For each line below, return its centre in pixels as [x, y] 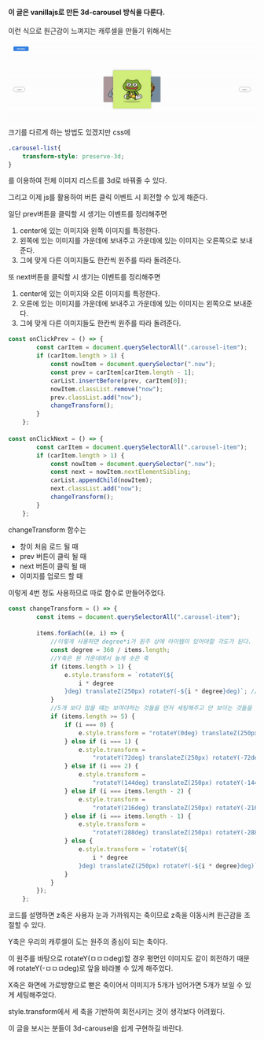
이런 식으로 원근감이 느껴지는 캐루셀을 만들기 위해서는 [90, 31]
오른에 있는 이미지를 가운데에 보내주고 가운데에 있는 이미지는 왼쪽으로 [125, 304]
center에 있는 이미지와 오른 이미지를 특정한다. [90, 294]
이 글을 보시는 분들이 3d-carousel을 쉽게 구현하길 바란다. [96, 1028]
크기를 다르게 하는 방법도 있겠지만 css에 [70, 132]
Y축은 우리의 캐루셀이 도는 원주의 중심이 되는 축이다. [88, 942]
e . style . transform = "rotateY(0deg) [138, 733]
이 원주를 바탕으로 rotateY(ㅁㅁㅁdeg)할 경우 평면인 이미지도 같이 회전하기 [122, 959]
